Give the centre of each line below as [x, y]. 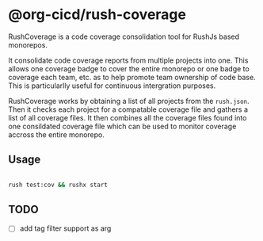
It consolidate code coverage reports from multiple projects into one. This [128, 60]
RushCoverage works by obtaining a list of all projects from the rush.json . [129, 101]
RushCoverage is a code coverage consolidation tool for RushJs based [124, 36]
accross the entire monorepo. [57, 134]
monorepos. [28, 44]
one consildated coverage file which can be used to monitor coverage [122, 126]
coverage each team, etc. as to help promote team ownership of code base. [132, 77]
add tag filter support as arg [65, 228]
